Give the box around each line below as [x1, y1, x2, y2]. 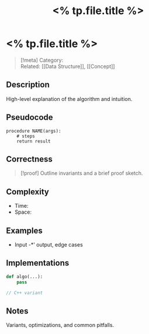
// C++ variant [6, 289, 43, 296]
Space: [14, 208, 32, 215]
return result [16, 138, 51, 144]
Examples [6, 225, 43, 235]
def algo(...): [6, 274, 43, 279]
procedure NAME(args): [6, 128, 61, 134]
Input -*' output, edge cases [14, 241, 83, 248]
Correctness [6, 154, 53, 164]
